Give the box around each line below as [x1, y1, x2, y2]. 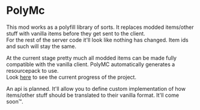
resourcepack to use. [6, 67, 59, 74]
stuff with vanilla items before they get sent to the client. [6, 29, 145, 37]
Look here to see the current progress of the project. [6, 73, 137, 81]
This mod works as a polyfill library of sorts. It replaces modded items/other [6, 23, 194, 31]
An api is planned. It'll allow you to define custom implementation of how [6, 85, 186, 92]
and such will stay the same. [6, 43, 77, 50]
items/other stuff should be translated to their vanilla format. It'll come [6, 91, 179, 99]
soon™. [6, 97, 24, 105]
